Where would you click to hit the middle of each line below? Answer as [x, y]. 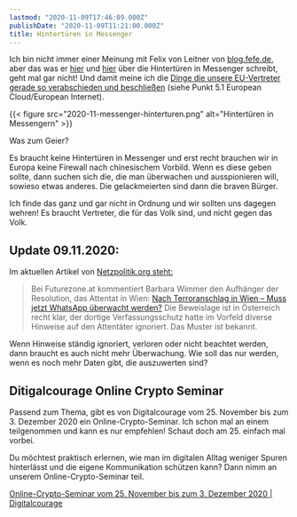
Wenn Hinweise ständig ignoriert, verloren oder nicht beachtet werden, [139, 344]
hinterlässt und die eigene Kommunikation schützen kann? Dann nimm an [143, 467]
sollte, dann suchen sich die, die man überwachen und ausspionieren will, [144, 177]
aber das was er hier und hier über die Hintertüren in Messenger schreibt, [144, 68]
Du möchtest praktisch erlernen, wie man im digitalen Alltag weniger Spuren [148, 457]
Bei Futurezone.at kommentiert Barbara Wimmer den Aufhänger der [155, 289]
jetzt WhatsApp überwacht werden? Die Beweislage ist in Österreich [156, 308]
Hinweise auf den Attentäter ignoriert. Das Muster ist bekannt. [144, 327]
